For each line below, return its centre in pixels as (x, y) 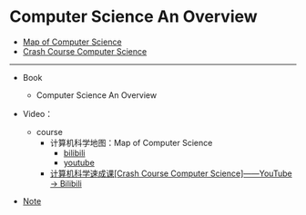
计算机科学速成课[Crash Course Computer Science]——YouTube (171, 173)
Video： (37, 113)
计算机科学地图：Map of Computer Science (131, 142)
